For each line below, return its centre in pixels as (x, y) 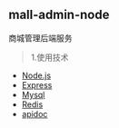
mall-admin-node (59, 15)
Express (37, 84)
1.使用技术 (50, 57)
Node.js (36, 75)
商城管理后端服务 (40, 38)
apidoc (35, 113)
